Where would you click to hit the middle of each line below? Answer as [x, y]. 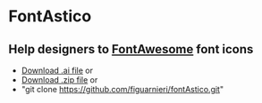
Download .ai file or [57, 70]
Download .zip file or [59, 80]
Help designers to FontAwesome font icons [131, 49]
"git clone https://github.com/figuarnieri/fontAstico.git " [123, 89]
